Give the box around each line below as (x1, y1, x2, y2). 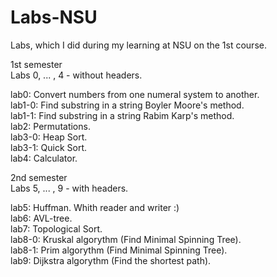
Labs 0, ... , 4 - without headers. (10, 69, 143, 81)
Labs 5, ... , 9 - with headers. (10, 182, 129, 194)
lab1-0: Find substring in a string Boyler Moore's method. (10, 99, 245, 111)
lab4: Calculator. (10, 152, 78, 164)
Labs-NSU (10, 6, 98, 29)
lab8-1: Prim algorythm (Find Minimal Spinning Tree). (10, 244, 228, 256)
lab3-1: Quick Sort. (10, 141, 88, 153)
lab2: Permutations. (10, 120, 91, 132)
